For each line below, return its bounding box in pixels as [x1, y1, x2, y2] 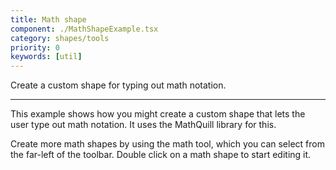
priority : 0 [10, 42, 60, 53]
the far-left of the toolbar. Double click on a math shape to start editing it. [10, 149, 312, 161]
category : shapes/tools [10, 33, 110, 43]
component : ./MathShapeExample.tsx [10, 24, 159, 34]
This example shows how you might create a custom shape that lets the [10, 108, 306, 120]
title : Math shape [10, 14, 87, 25]
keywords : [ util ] [10, 52, 83, 62]
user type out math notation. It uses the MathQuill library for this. [10, 119, 277, 131]
